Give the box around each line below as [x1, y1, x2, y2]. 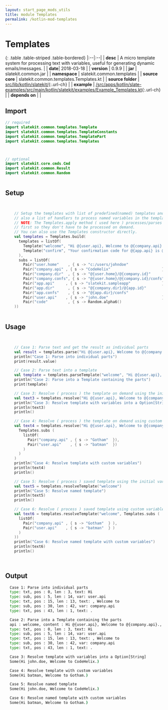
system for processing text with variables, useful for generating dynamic [5, 60, 155, 66]
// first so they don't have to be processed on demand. [14, 225, 135, 230]
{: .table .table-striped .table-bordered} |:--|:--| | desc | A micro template [5, 55, 155, 61]
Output [5, 572, 27, 580]
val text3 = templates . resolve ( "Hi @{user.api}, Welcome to [14, 395, 142, 400]
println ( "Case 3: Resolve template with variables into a [14, 400, 137, 405]
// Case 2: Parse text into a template [14, 368, 97, 373]
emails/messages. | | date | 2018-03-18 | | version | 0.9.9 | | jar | [5, 66, 137, 72]
